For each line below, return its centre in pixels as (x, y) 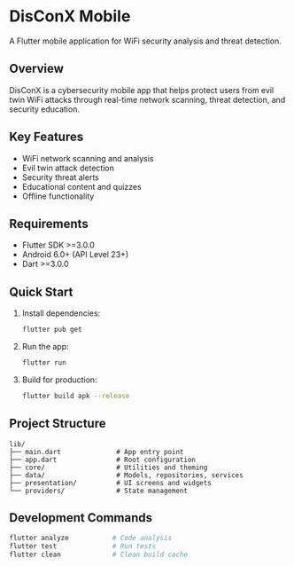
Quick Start (41, 291)
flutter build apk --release (76, 396)
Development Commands (81, 518)
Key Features (46, 137)
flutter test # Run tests (83, 546)
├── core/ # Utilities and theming (108, 468)
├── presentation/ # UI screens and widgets (111, 483)
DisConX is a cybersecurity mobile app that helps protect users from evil (142, 90)
